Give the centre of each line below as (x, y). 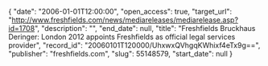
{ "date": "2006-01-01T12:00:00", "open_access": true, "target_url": (120, 12)
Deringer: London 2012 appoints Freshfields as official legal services (122, 37)
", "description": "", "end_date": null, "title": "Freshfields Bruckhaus (145, 28)
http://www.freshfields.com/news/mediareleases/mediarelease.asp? (125, 20)
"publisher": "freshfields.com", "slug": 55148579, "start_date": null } (121, 54)
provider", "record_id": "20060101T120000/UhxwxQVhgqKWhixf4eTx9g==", (134, 45)
